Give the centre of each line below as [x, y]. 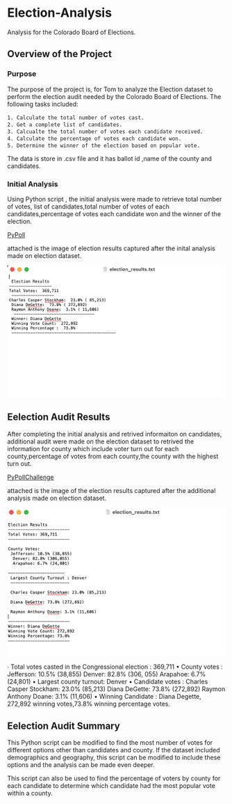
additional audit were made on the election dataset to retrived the [101, 441]
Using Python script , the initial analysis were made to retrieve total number [115, 199]
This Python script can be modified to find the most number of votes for [110, 743]
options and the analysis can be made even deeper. [81, 765]
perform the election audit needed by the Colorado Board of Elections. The [114, 96]
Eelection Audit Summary [64, 726]
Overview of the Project [60, 54]
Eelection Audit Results [59, 417]
